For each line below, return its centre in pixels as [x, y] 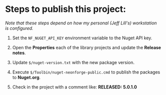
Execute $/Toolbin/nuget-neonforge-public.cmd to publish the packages [86, 72]
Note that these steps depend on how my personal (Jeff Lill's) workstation [81, 23]
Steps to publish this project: [66, 9]
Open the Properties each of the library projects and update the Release [86, 47]
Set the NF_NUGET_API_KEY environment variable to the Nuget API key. [82, 38]
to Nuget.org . [26, 77]
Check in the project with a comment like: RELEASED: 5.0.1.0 [75, 87]
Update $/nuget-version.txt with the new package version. [73, 62]
